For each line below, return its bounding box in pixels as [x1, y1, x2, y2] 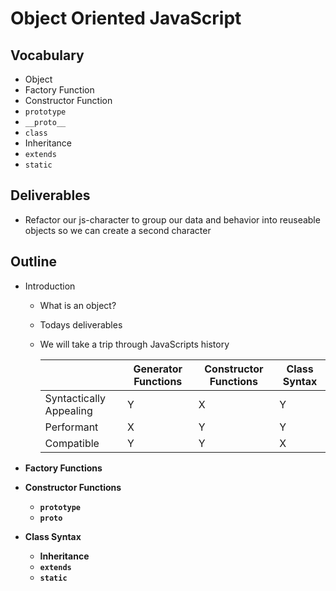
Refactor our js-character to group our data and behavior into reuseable [24, 213, 321, 226]
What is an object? [39, 299, 117, 311]
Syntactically [44, 391, 106, 405]
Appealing [44, 403, 93, 417]
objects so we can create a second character [24, 224, 212, 236]
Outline [10, 253, 57, 271]
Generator [133, 362, 183, 376]
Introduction [24, 280, 76, 292]
